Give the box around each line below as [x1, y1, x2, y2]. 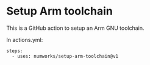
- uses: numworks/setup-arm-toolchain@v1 [12, 53, 119, 59]
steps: [6, 47, 23, 54]
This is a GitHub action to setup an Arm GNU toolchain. [6, 24, 145, 32]
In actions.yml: [6, 36, 43, 43]
